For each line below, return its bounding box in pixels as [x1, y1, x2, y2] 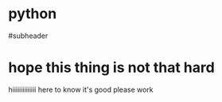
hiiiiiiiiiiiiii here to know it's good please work [8, 85, 154, 94]
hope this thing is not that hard [8, 59, 215, 77]
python [8, 5, 57, 23]
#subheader [8, 31, 49, 40]
